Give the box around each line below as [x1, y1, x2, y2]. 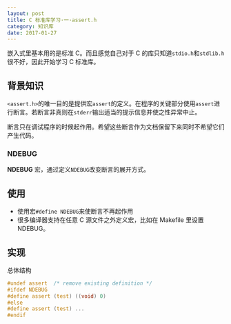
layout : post [7, 10, 45, 17]
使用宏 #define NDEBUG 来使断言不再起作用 [17, 207, 134, 216]
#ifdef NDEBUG [7, 286, 48, 293]
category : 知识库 [7, 23, 54, 30]
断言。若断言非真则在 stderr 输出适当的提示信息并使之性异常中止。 [12, 108, 201, 117]
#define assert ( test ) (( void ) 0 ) [7, 292, 107, 300]
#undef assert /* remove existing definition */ [7, 280, 153, 287]
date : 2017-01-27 [7, 29, 57, 37]
